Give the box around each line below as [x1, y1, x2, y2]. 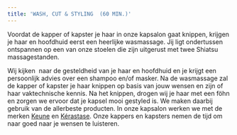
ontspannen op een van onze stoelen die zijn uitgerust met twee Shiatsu [7, 45, 219, 53]
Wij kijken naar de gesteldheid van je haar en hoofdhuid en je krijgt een [7, 66, 216, 75]
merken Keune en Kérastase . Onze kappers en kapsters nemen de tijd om [7, 112, 223, 120]
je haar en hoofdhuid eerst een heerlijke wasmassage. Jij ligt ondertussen [7, 37, 224, 46]
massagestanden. [7, 53, 60, 61]
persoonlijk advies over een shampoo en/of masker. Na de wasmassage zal [7, 74, 228, 82]
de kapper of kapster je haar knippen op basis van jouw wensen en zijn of [7, 81, 224, 90]
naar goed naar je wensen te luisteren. [7, 119, 120, 128]
